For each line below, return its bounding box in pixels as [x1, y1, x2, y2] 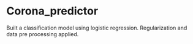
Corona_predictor [6, 4, 99, 18]
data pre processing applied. [6, 30, 79, 37]
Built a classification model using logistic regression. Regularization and [6, 24, 187, 31]
